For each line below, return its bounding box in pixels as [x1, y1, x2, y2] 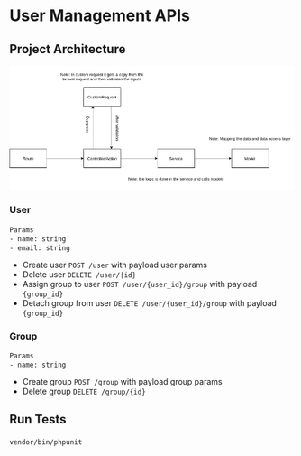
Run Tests [9, 412, 67, 427]
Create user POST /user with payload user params [22, 259, 207, 270]
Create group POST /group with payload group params [22, 377, 223, 387]
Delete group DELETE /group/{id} [22, 386, 146, 397]
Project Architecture [9, 42, 126, 57]
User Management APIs [9, 5, 191, 26]
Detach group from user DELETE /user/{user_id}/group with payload [22, 297, 278, 308]
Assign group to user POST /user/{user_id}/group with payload [22, 278, 258, 289]
